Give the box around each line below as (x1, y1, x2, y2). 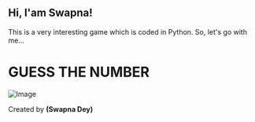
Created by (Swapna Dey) (8, 104, 93, 113)
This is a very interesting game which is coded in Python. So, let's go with (8, 27, 248, 36)
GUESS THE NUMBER (8, 63, 150, 81)
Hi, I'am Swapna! (8, 6, 93, 20)
